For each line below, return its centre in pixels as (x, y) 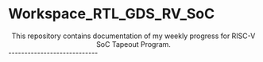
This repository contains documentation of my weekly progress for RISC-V (133, 36)
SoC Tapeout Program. (133, 44)
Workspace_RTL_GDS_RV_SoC (112, 14)
